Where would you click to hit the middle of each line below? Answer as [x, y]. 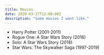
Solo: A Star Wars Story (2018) [42, 42]
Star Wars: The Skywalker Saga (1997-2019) [56, 48]
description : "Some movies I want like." [47, 18]
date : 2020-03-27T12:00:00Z [33, 14]
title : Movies [19, 9]
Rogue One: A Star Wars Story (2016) [49, 37]
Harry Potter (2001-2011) [36, 32]
